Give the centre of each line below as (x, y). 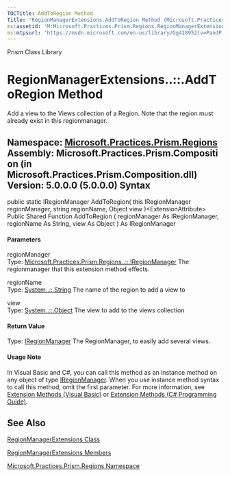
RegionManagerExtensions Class (54, 439)
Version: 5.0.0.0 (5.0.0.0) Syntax (79, 185)
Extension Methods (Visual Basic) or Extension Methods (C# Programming (112, 394)
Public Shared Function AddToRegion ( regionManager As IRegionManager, (113, 216)
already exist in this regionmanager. (57, 121)
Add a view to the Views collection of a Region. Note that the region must (110, 113)
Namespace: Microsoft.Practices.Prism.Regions (112, 142)
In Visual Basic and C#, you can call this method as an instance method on (112, 372)
